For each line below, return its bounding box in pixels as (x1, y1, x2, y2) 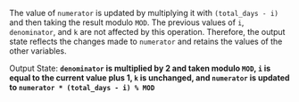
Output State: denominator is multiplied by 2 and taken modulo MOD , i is (9, 63, 271, 73)
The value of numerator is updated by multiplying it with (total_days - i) (9, 8, 279, 18)
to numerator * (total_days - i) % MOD (9, 82, 155, 92)
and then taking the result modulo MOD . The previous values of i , (9, 17, 245, 28)
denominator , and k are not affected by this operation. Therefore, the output (9, 27, 286, 37)
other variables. (9, 46, 67, 56)
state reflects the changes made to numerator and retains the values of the (9, 36, 283, 47)
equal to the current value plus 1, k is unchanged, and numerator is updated (9, 72, 290, 83)
